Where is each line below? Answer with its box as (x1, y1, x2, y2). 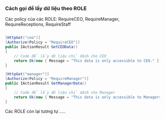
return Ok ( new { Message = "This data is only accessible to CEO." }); (14, 58, 164, 63)
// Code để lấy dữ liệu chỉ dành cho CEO (14, 53, 107, 59)
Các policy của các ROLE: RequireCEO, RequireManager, (5, 16, 120, 22)
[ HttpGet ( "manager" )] (5, 72, 50, 77)
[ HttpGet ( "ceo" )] (5, 35, 41, 40)
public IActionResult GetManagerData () (5, 81, 87, 86)
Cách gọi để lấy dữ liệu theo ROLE (5, 5, 87, 12)
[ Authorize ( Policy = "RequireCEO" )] (5, 40, 80, 45)
